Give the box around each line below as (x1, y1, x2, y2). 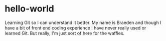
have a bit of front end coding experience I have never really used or (5, 24, 146, 30)
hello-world (5, 3, 55, 14)
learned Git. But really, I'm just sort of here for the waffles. (5, 30, 125, 36)
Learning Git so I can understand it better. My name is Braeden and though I (5, 19, 161, 25)
